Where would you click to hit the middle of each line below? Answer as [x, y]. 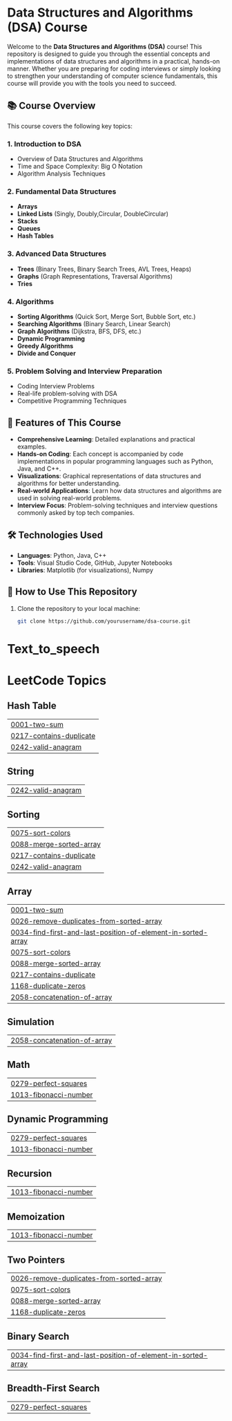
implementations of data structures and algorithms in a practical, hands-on [114, 61]
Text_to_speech [54, 649]
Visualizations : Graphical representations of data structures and [109, 476]
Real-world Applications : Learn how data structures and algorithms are [119, 491]
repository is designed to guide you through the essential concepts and [109, 54]
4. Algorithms [30, 301]
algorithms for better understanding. [69, 483]
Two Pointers [36, 1260]
